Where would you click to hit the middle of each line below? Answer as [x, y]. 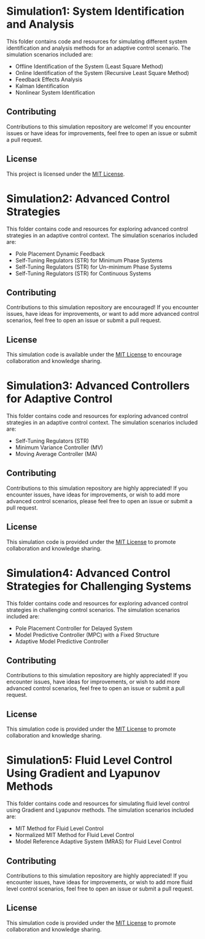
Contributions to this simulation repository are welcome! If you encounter [99, 127]
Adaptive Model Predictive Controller [62, 641]
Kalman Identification [42, 86]
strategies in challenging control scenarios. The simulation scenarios [93, 610]
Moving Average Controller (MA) [56, 454]
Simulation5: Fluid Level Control [90, 760]
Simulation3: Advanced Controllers [98, 386]
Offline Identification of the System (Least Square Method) [89, 66]
